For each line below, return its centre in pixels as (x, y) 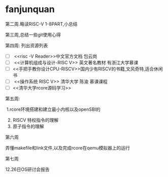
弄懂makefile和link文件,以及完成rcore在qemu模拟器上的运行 (68, 148)
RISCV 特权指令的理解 (36, 120)
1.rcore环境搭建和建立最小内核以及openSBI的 (53, 109)
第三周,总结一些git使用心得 (33, 34)
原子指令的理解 (28, 126)
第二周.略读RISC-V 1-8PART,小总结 (41, 24)
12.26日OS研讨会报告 (27, 169)
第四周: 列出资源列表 (27, 45)
